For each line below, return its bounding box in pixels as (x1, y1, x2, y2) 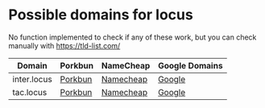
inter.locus (12, 73, 52, 85)
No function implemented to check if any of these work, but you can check (8, 32, 257, 42)
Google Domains (158, 60, 223, 71)
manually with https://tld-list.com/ (8, 40, 121, 50)
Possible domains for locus (8, 6, 193, 24)
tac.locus (12, 86, 48, 98)
